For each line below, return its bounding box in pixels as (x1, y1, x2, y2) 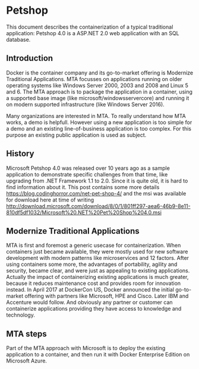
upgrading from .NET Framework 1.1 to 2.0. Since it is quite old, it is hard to (6, 177, 188, 184)
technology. (6, 311, 36, 319)
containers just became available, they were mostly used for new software (6, 248, 188, 255)
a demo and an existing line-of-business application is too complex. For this (6, 125, 192, 132)
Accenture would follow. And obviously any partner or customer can (6, 299, 173, 306)
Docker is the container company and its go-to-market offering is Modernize (6, 69, 194, 76)
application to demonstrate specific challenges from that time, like (6, 170, 168, 178)
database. (6, 36, 31, 43)
